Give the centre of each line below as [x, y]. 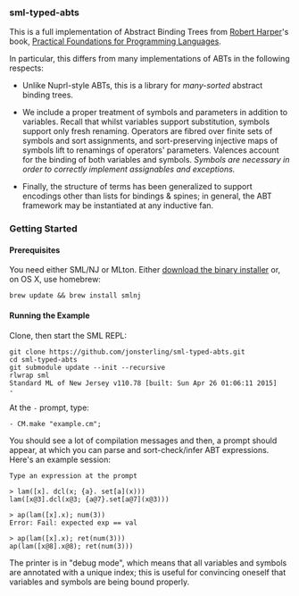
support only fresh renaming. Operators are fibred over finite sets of [147, 131]
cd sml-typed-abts [43, 359]
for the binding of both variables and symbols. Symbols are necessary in [156, 160]
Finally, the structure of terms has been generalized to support [137, 187]
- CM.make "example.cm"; [55, 424]
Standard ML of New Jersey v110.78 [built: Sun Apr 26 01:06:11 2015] [143, 383]
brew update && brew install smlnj [75, 296]
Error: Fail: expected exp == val [74, 523]
